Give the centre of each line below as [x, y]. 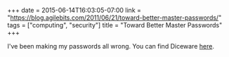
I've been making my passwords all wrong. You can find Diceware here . [111, 46]
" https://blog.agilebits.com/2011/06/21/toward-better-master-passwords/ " [115, 18]
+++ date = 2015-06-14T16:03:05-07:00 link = [74, 10]
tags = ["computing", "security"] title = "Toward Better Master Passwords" [115, 25]
